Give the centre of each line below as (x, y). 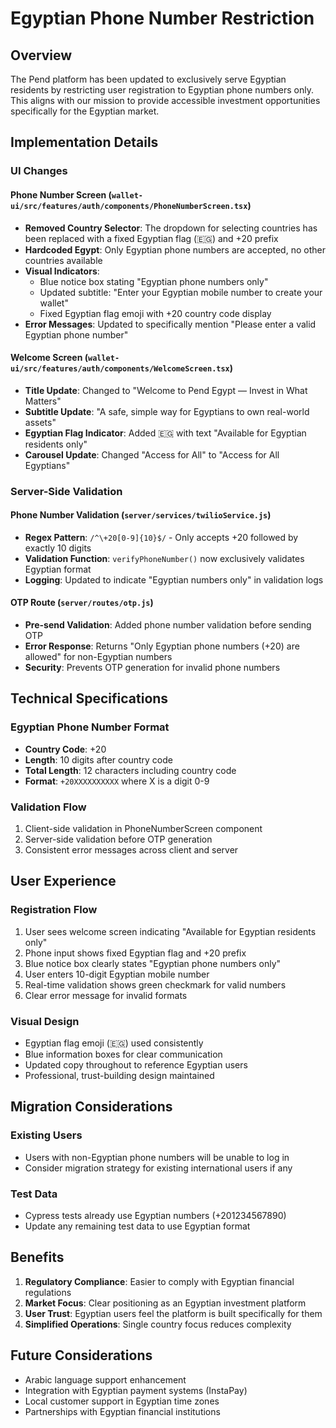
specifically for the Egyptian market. (85, 111)
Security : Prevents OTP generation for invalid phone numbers (152, 668)
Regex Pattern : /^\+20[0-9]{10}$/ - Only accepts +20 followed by (161, 537)
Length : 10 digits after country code (98, 759)
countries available (63, 260)
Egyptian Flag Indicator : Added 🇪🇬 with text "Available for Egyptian (165, 433)
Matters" (43, 401)
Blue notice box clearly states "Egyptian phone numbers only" (153, 963)
